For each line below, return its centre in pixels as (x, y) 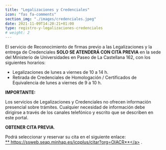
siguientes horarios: (25, 63)
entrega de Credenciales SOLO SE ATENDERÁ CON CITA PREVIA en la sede (83, 52)
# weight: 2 (17, 33)
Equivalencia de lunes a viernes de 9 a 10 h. (57, 83)
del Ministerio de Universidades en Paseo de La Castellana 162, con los (78, 57)
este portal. (17, 118)
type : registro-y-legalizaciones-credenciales (54, 28)
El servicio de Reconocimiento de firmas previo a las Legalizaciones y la (79, 47)
